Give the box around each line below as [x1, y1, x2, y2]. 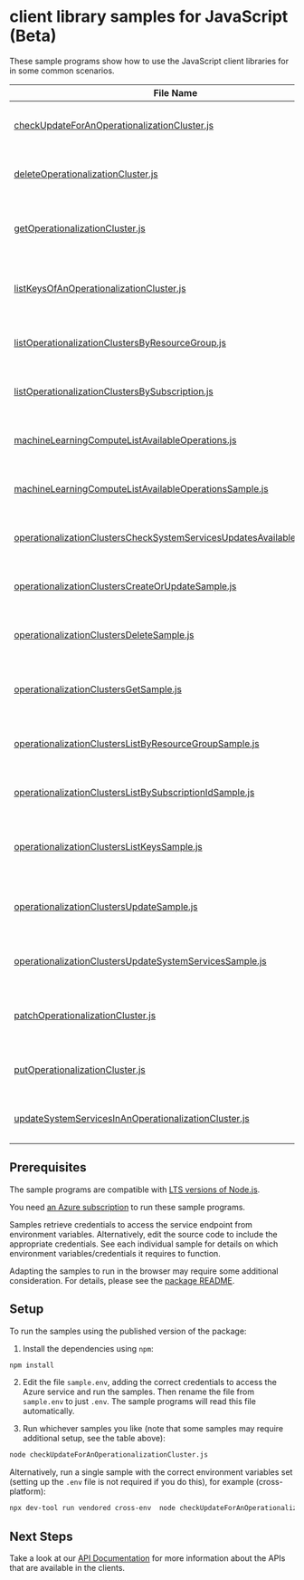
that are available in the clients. [9, 1563, 125, 1573]
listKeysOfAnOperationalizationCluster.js [14, 282, 186, 294]
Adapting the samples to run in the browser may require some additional [9, 1266, 279, 1277]
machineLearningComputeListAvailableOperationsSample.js [14, 482, 269, 495]
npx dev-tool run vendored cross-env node [9, 1504, 176, 1513]
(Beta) [9, 25, 57, 46]
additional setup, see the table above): [22, 1433, 166, 1444]
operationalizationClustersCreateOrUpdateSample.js [14, 580, 237, 592]
